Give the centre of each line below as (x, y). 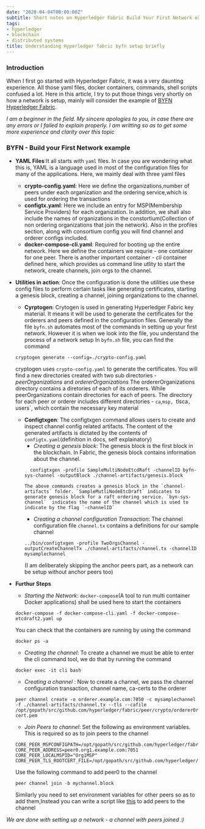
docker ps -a (32, 642)
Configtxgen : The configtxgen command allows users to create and (110, 420)
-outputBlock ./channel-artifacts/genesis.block (120, 475)
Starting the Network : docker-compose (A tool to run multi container (107, 596)
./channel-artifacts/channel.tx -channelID (141, 549)
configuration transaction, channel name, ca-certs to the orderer (106, 688)
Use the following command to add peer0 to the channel (86, 772)
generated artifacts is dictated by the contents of (86, 433)
